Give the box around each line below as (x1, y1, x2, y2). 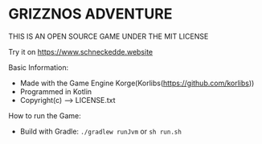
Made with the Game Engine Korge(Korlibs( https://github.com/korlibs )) (19, 78, 255, 88)
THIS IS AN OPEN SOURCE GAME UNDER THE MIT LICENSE (8, 31, 209, 41)
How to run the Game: (8, 110, 82, 121)
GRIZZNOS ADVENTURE (8, 5, 173, 23)
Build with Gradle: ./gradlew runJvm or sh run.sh (19, 126, 182, 136)
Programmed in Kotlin (19, 86, 92, 97)
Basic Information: (8, 62, 69, 72)
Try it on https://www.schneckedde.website (8, 47, 154, 56)
